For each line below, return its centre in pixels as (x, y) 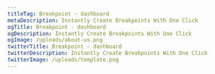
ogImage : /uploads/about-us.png (55, 40)
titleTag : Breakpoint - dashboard (59, 14)
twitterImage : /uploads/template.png (63, 60)
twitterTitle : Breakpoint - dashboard (65, 47)
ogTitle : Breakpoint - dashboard (57, 27)
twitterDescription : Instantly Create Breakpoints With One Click (107, 54)
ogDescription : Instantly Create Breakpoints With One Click (100, 33)
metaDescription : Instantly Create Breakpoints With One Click (103, 20)
